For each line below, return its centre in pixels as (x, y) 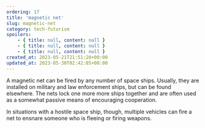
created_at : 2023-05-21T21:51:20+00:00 (57, 57)
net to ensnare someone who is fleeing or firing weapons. (79, 118)
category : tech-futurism (38, 29)
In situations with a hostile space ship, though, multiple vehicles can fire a (99, 112)
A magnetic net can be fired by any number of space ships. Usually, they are (103, 80)
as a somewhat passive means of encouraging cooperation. (82, 100)
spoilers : (19, 35)
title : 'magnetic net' (35, 18)
